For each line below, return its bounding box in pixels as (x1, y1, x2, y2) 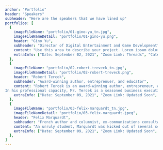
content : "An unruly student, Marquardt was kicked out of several (14, 124, 153, 129)
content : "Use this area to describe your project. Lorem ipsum (14, 47, 147, 52)
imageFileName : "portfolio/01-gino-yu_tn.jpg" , (14, 30, 112, 34)
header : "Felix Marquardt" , (14, 115, 70, 120)
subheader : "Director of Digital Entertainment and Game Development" (14, 43, 160, 48)
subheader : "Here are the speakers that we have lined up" (5, 16, 127, 21)
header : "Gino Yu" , (14, 39, 53, 44)
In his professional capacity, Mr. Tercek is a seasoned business (5, 88, 142, 93)
